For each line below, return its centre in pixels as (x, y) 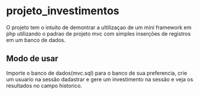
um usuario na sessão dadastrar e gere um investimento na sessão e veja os (100, 79)
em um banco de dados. (36, 40)
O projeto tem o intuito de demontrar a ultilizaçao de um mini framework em (99, 27)
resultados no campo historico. (44, 85)
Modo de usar (32, 58)
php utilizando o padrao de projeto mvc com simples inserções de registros (99, 33)
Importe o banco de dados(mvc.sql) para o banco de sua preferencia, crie (97, 73)
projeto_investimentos (63, 11)
